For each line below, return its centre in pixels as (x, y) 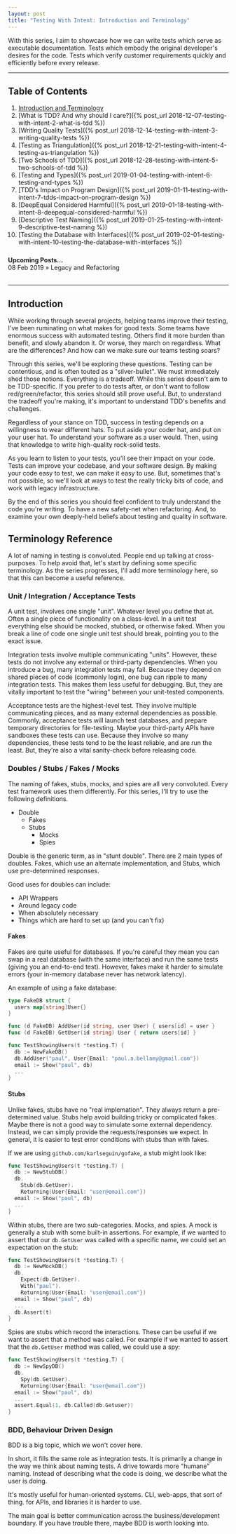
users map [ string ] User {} (50, 1007)
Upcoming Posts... (36, 260)
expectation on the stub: (43, 1247)
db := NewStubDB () (41, 1172)
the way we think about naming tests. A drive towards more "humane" (109, 1466)
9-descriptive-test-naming (56, 227)
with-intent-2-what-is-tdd (55, 123)
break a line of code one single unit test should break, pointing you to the (113, 634)
